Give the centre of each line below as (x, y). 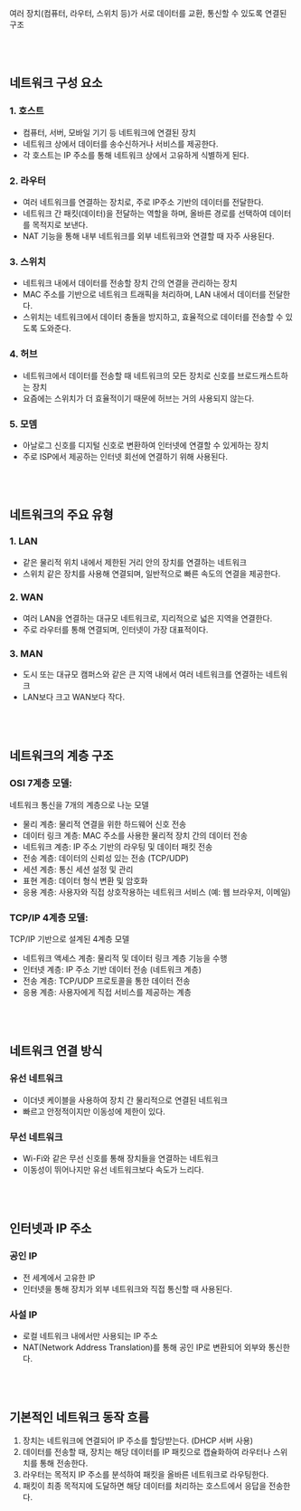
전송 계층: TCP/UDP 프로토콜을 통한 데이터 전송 (106, 981)
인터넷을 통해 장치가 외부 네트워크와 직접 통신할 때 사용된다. (127, 1288)
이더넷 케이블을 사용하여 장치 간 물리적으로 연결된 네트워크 (125, 1100)
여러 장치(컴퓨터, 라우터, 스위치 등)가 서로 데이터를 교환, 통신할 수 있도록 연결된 (148, 13)
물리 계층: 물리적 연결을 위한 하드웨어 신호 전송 (104, 824)
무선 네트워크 (36, 1136)
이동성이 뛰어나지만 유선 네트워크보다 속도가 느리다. (113, 1170)
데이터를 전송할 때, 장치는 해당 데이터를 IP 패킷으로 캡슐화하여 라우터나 (146, 1451)
